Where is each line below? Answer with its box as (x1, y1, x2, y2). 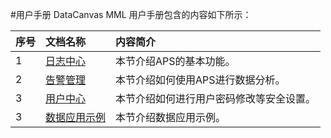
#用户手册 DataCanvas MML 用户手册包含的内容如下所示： (10, 9, 252, 20)
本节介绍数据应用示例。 (115, 111, 227, 124)
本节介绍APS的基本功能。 (115, 54, 236, 68)
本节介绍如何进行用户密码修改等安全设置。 (115, 92, 317, 105)
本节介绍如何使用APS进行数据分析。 (115, 73, 286, 87)
